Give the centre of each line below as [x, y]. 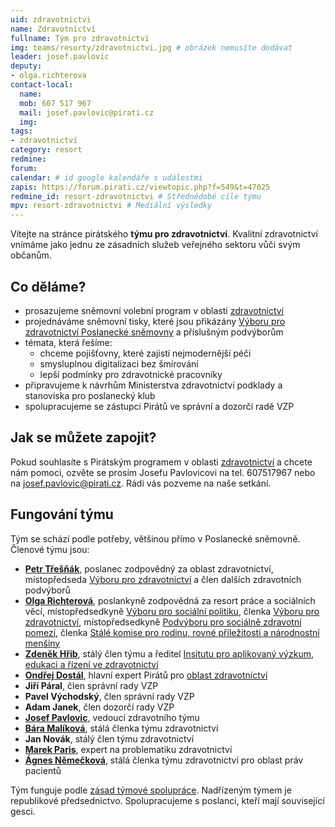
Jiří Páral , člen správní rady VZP [91, 685]
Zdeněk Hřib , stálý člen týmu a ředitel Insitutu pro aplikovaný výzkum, [169, 653]
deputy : [26, 66]
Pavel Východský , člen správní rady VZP [109, 696]
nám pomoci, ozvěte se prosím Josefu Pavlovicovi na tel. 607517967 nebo [163, 472]
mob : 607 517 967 [55, 103]
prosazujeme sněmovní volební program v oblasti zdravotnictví [154, 310]
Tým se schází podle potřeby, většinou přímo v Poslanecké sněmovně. [155, 538]
